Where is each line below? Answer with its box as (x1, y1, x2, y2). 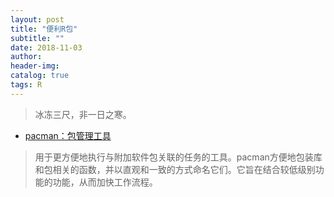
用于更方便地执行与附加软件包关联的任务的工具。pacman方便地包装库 (34, 151, 323, 163)
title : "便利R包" (10, 24, 78, 34)
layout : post (10, 14, 65, 25)
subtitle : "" (10, 33, 65, 43)
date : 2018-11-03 (10, 42, 83, 53)
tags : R (10, 80, 43, 90)
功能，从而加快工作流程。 (52, 176, 158, 188)
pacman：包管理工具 (24, 129, 112, 141)
